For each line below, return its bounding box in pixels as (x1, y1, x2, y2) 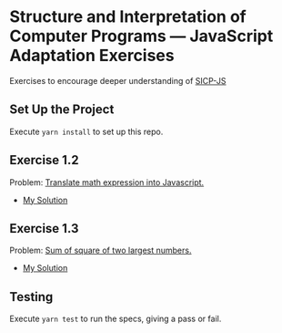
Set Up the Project (9, 102, 115, 118)
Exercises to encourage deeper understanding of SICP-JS (9, 75, 227, 86)
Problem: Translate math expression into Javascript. (9, 176, 205, 188)
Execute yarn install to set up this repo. (9, 126, 164, 137)
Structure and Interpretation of (9, 6, 247, 27)
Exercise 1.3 (9, 221, 79, 236)
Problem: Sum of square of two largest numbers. (9, 245, 192, 256)
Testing (9, 289, 54, 305)
